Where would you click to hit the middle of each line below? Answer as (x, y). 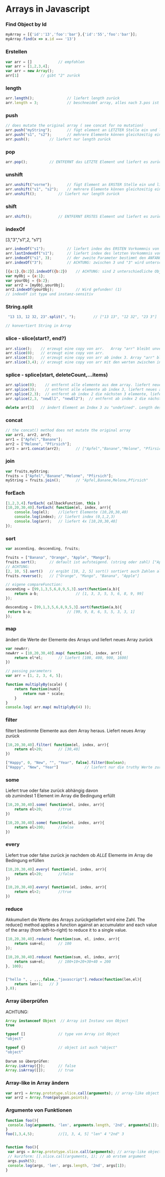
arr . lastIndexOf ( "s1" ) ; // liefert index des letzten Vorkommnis (79, 254)
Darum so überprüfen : (28, 1061)
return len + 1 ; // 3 (36, 984)
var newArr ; (18, 649)
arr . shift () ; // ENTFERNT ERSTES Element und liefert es (77, 217)
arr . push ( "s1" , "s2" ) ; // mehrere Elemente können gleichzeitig (79, 135)
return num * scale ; (44, 693)
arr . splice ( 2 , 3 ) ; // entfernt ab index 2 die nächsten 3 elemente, (77, 394)
